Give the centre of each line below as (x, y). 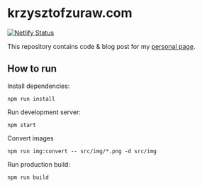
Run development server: (44, 112)
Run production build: (39, 164)
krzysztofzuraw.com (70, 13)
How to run (32, 69)
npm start (22, 125)
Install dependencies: (39, 86)
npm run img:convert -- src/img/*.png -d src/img (82, 151)
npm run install (31, 99)
